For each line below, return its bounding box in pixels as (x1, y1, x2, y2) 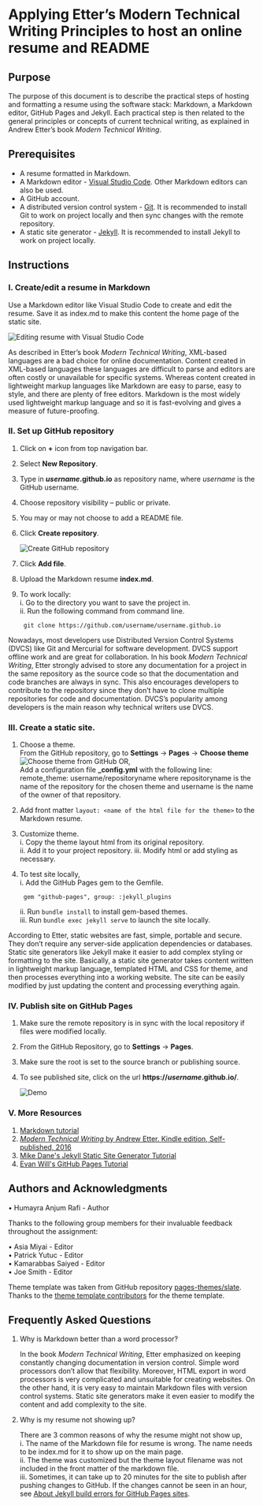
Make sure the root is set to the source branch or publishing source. (19, 1057, 240, 1067)
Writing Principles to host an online (8, 22, 243, 40)
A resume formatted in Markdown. (19, 168, 131, 178)
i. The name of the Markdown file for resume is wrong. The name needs (19, 1439, 253, 1448)
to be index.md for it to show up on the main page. (19, 1447, 183, 1456)
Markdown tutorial (19, 1125, 80, 1135)
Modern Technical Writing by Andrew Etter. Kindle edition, (19, 1134, 209, 1143)
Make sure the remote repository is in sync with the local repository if (19, 1019, 246, 1028)
